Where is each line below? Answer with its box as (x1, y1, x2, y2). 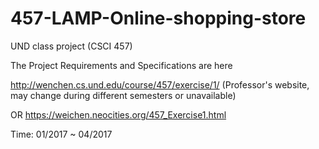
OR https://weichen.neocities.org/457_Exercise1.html (10, 108, 227, 121)
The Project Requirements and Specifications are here (10, 59, 233, 71)
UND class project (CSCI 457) (10, 40, 133, 52)
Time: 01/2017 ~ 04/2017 (10, 128, 113, 140)
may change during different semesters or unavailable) (10, 89, 237, 101)
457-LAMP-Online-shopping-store (10, 7, 307, 30)
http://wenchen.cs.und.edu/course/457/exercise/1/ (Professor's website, (10, 78, 310, 91)
